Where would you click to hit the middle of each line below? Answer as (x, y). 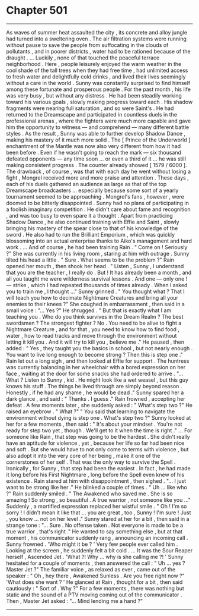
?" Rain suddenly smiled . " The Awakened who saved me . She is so (89, 494)
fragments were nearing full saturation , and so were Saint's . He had (90, 108)
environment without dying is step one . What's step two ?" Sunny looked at (99, 417)
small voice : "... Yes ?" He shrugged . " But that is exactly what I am (89, 310)
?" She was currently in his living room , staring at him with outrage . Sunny (98, 253)
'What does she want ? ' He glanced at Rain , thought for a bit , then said (94, 582)
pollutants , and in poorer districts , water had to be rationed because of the (98, 51)
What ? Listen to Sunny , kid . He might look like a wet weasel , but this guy (97, 380)
